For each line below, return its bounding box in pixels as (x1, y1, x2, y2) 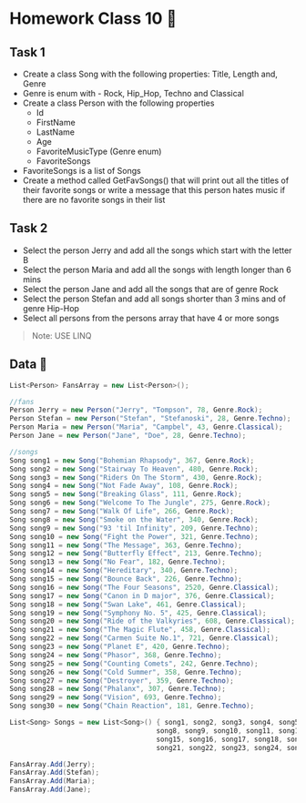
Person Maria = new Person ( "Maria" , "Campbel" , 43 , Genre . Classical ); (9, 422, 283, 432)
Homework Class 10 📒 (9, 8, 178, 29)
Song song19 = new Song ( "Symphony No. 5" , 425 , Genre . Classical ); (9, 608, 267, 617)
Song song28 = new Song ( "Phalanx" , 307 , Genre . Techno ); (9, 685, 226, 694)
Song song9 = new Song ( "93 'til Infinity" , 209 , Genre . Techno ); (9, 523, 259, 533)
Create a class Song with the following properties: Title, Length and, (22, 68, 278, 79)
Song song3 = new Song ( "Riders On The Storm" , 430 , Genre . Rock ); (9, 473, 262, 482)
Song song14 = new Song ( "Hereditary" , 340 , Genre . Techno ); (9, 566, 239, 575)
